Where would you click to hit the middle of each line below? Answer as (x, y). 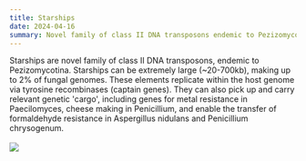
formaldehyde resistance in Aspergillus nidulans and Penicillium (129, 118)
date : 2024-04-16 (42, 26)
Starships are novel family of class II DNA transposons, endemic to (134, 61)
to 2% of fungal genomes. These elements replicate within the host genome (152, 80)
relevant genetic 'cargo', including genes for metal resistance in (128, 99)
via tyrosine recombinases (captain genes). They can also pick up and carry (152, 90)
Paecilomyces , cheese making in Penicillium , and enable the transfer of (143, 109)
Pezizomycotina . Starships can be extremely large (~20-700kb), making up (150, 70)
